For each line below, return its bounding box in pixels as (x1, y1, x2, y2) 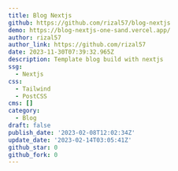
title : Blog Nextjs (8, 11, 72, 20)
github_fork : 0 (8, 151, 58, 158)
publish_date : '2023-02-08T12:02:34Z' (8, 128, 135, 136)
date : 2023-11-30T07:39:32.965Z (8, 48, 114, 56)
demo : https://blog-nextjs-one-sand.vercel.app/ (8, 26, 171, 34)
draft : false (8, 121, 51, 129)
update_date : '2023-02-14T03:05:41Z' (8, 136, 132, 144)
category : (8, 107, 41, 115)
